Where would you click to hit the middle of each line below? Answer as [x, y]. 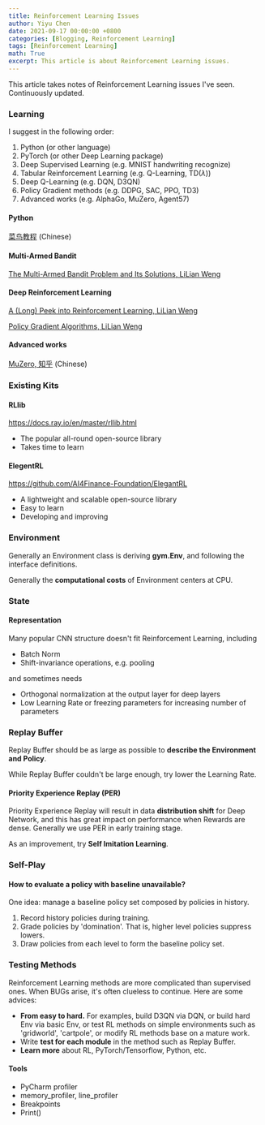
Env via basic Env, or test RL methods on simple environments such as [138, 1024]
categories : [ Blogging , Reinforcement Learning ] [92, 39]
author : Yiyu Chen [39, 24]
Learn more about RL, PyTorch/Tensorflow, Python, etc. [113, 1050]
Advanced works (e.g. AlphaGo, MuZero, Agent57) [105, 199]
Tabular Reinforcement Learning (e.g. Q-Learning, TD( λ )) [115, 173]
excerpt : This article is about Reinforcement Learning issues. [119, 62]
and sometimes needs [45, 678]
